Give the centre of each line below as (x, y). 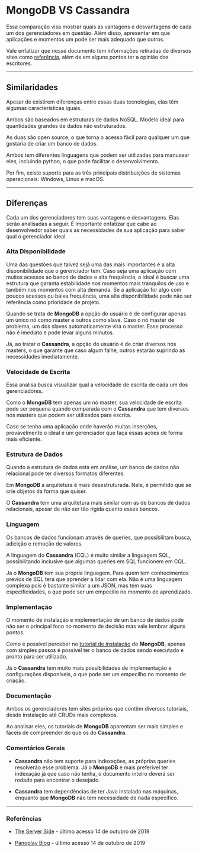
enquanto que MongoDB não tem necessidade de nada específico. (97, 798)
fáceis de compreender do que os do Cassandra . (67, 733)
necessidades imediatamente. (43, 356)
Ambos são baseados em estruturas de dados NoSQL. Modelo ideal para (95, 120)
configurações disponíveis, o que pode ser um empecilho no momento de (96, 674)
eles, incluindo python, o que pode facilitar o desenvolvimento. (83, 161)
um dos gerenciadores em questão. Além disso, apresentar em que (88, 33)
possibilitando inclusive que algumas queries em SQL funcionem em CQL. (96, 561)
